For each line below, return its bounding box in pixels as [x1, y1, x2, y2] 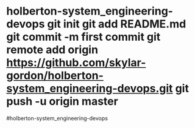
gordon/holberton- [6, 69, 104, 83]
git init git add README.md [47, 17, 186, 31]
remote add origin [6, 43, 99, 57]
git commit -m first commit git [6, 30, 161, 44]
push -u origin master [6, 95, 119, 109]
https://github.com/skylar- [6, 56, 146, 70]
